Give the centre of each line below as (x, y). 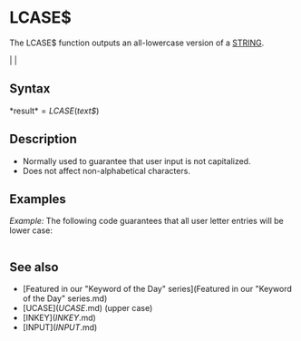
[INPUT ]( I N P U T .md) (60, 327)
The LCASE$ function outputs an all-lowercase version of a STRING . (137, 43)
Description (43, 139)
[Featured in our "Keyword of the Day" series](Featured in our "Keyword (157, 289)
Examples (38, 199)
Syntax (30, 89)
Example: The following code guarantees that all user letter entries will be (146, 221)
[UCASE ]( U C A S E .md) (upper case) (87, 308)
